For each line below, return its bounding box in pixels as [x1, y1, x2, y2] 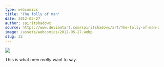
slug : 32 [5, 34, 23, 39]
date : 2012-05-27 [5, 16, 41, 21]
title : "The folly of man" [5, 12, 60, 17]
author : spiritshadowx [5, 20, 51, 26]
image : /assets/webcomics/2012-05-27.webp [5, 30, 93, 34]
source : [5, 25, 21, 30]
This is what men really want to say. [5, 56, 77, 62]
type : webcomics [5, 7, 38, 12]
